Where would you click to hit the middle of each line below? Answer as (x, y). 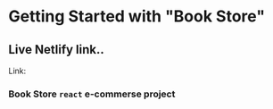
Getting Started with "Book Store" (136, 17)
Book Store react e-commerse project (92, 94)
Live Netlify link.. (56, 50)
